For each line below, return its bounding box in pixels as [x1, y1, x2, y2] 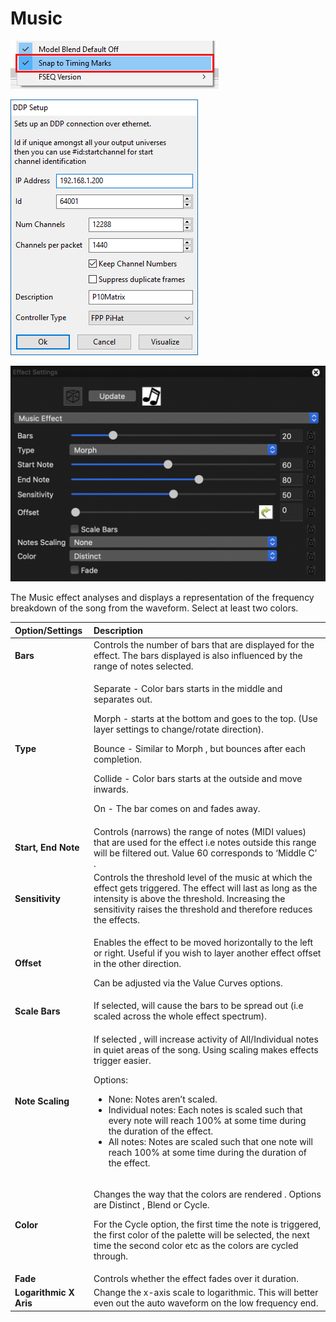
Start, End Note [14, 842, 80, 854]
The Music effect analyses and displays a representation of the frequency [10, 592, 315, 604]
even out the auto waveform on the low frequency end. [93, 1297, 319, 1309]
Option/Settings [14, 624, 83, 636]
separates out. [93, 693, 153, 706]
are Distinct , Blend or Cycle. [93, 1198, 210, 1211]
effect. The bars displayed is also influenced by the [93, 650, 303, 662]
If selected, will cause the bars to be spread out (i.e [93, 1000, 304, 1012]
